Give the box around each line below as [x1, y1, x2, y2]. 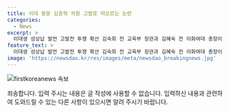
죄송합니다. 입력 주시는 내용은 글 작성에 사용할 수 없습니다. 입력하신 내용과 [7, 89, 205, 97]
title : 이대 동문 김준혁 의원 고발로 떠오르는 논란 [7, 10, 132, 17]
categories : [7, 16, 41, 23]
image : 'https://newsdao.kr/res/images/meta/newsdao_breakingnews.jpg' [7, 55, 216, 62]
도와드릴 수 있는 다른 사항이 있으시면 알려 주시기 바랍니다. [14, 98, 168, 106]
